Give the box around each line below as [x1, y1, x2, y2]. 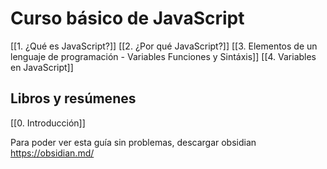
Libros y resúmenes [10, 90, 137, 107]
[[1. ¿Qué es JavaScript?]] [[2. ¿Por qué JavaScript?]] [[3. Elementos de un [10, 40, 318, 52]
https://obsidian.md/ [10, 147, 95, 159]
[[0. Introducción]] [10, 117, 86, 129]
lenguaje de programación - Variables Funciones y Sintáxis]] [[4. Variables [10, 50, 317, 62]
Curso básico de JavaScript [10, 7, 245, 30]
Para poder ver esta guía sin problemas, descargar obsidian [10, 136, 257, 148]
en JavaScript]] [10, 61, 74, 73]
